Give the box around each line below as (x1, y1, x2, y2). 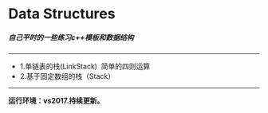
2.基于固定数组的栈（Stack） (19, 72, 116, 81)
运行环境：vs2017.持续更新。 (8, 96, 104, 106)
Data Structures (8, 5, 116, 23)
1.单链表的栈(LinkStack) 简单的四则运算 (19, 61, 151, 72)
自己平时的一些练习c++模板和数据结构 (8, 33, 134, 42)
